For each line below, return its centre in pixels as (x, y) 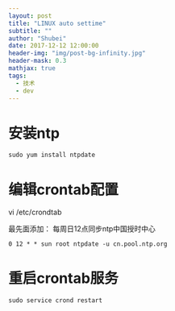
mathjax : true (32, 68)
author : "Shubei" (37, 38)
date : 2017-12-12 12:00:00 (54, 46)
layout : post (30, 16)
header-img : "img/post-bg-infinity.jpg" (77, 53)
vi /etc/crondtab (35, 212)
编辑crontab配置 (64, 189)
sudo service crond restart (56, 301)
